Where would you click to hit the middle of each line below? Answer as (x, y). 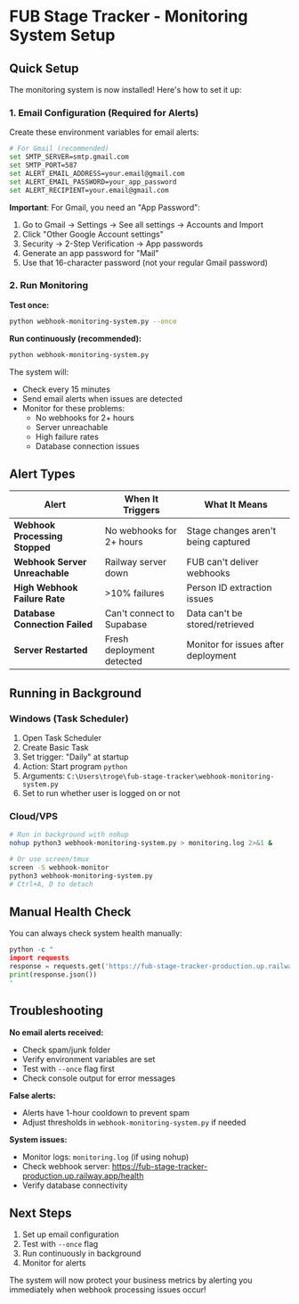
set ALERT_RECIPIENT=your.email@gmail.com (89, 190)
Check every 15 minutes (66, 389)
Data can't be (214, 613)
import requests (39, 958)
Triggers (141, 511)
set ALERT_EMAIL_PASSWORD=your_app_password (93, 182)
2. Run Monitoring (49, 286)
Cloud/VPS (34, 817)
